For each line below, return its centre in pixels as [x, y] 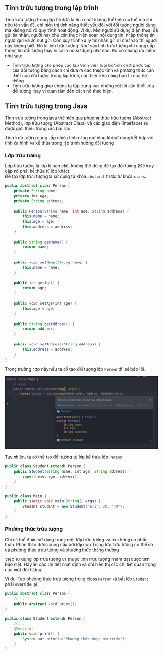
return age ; [35, 288]
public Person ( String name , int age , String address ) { [72, 211]
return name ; [36, 247]
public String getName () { [41, 242]
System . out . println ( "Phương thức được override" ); [75, 639]
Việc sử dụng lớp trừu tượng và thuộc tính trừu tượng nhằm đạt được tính [78, 559]
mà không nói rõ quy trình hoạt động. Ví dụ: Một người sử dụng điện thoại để [81, 30]
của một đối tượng [23, 570]
